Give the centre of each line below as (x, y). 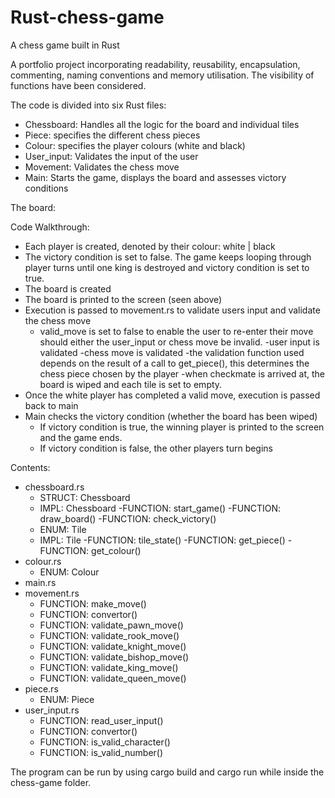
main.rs (40, 582)
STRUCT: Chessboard (85, 497)
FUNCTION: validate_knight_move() (113, 646)
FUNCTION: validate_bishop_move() (114, 657)
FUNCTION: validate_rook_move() (109, 635)
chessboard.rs (54, 487)
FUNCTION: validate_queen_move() (113, 678)
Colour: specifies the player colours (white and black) (135, 145)
